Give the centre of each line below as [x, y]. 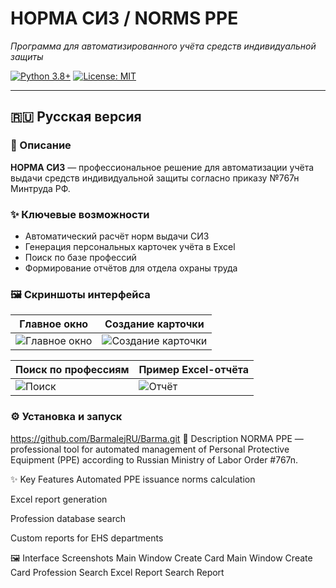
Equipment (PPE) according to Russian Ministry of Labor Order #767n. [154, 459]
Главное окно [54, 324]
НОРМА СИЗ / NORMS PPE [124, 18]
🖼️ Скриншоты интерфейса [80, 294]
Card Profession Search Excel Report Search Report [117, 572]
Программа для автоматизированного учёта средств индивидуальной [163, 46]
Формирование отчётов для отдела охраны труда [131, 268]
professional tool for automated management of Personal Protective [150, 449]
